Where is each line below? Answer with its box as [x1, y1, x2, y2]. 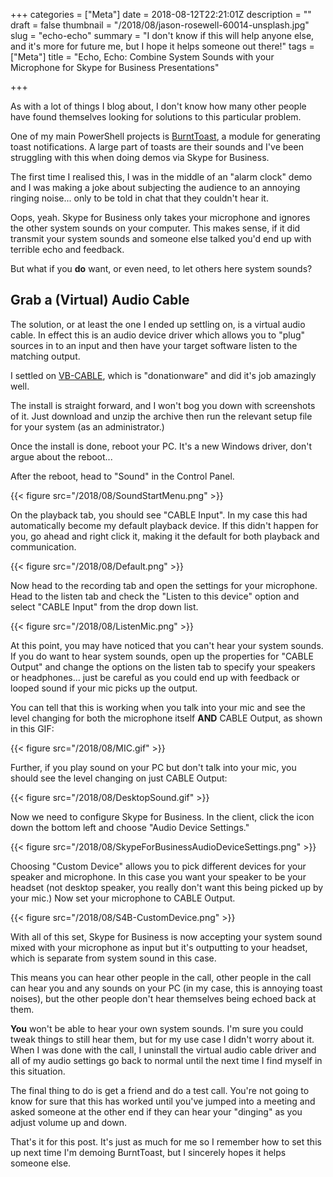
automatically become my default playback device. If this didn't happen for [10, 519, 319, 531]
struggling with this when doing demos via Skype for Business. [10, 152, 270, 163]
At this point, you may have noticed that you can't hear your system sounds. [10, 639, 324, 651]
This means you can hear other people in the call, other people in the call [10, 971, 312, 983]
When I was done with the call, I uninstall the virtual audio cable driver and [10, 1044, 317, 1056]
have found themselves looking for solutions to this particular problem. [10, 111, 302, 123]
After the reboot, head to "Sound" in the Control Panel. [10, 470, 235, 482]
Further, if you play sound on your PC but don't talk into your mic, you [10, 761, 297, 773]
